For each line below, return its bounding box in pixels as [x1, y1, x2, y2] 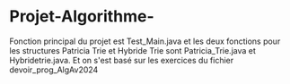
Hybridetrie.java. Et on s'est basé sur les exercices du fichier [9, 55, 234, 65]
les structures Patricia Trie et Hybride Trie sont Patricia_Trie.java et [9, 45, 256, 55]
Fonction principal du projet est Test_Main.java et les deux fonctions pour [9, 36, 281, 46]
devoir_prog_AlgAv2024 [9, 64, 99, 75]
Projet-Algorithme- [9, 6, 154, 27]
